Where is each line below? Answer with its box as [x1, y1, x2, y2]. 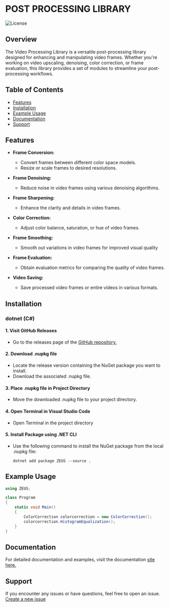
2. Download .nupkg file [5, 351, 57, 357]
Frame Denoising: [12, 175, 52, 181]
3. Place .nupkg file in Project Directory [5, 385, 91, 391]
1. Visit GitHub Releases [5, 328, 57, 334]
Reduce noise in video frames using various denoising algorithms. [20, 185, 160, 191]
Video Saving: [12, 275, 44, 281]
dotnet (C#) [5, 315, 35, 322]
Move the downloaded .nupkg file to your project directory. [12, 397, 137, 403]
